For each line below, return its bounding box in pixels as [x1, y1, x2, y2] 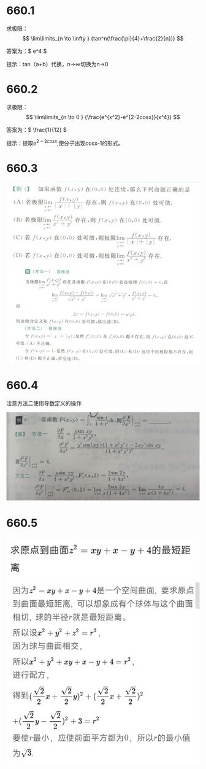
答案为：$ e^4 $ [6, 47, 47, 55]
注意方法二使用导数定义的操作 [6, 400, 82, 407]
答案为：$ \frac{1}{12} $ [6, 126, 67, 133]
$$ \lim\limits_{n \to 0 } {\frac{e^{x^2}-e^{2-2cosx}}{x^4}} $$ [25, 113, 180, 120]
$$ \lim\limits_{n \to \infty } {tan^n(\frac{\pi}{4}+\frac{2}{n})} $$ [22, 34, 184, 42]
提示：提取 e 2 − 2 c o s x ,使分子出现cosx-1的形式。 [6, 138, 124, 147]
